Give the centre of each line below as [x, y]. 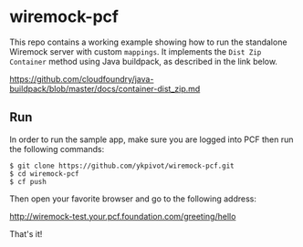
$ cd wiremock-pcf [44, 174]
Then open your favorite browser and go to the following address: [133, 199]
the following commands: [57, 149]
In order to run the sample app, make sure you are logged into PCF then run [151, 139]
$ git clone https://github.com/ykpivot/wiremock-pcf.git [122, 166]
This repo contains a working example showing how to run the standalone [148, 42]
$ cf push [28, 181]
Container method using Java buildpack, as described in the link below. [144, 61]
